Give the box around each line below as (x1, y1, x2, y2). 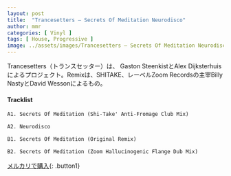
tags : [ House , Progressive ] (7, 36, 94, 43)
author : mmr (7, 23, 41, 30)
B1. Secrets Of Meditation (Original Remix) (7, 135, 137, 142)
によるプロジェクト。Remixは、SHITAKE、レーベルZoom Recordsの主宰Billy (7, 70, 223, 79)
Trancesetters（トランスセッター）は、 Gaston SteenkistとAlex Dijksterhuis (7, 62, 222, 70)
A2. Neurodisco (7, 124, 51, 130)
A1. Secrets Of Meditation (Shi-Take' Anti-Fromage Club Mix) (7, 111, 189, 118)
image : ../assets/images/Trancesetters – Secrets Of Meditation (7, 42, 195, 49)
